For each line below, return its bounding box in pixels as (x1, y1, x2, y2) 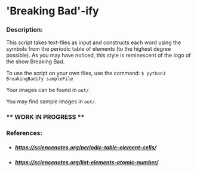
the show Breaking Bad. (6, 58, 65, 65)
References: (6, 129, 43, 137)
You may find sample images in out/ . (6, 98, 97, 105)
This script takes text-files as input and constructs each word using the (6, 39, 181, 46)
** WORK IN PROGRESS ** (6, 113, 85, 121)
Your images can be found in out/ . (6, 87, 91, 94)
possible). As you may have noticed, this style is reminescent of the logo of (6, 52, 191, 59)
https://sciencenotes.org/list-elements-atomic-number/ (14, 159, 159, 166)
